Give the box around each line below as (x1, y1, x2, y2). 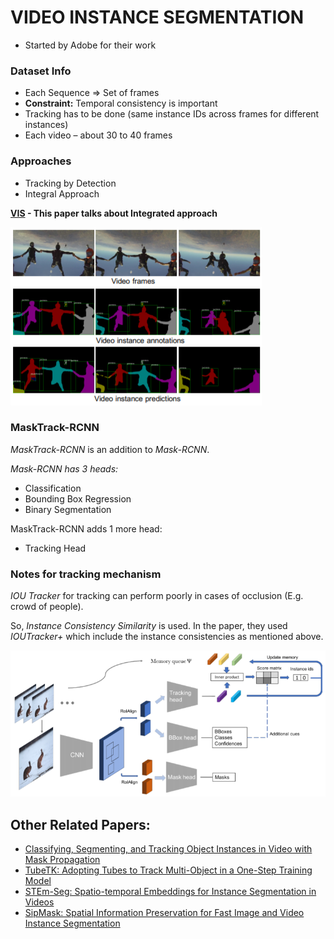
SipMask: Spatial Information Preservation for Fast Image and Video (24, 907, 305, 919)
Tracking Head (24, 542, 87, 554)
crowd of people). (10, 601, 84, 613)
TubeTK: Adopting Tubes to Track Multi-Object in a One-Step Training (24, 864, 313, 876)
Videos (24, 896, 55, 908)
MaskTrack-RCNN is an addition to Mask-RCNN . (10, 443, 210, 455)
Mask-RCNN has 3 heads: (10, 462, 119, 475)
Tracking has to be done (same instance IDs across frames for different (24, 108, 320, 120)
